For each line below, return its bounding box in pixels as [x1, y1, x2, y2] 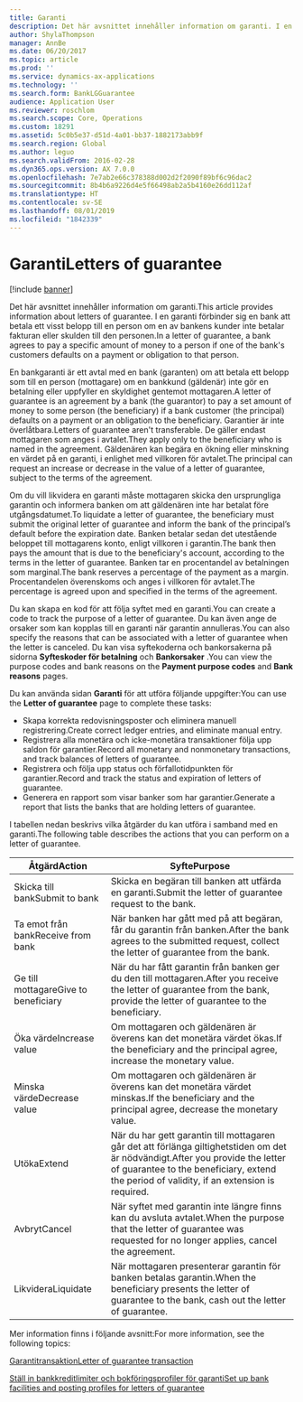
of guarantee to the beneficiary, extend [110, 1163, 277, 1175]
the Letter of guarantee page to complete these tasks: [9, 697, 212, 708]
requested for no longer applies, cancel [110, 1234, 278, 1247]
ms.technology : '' [9, 80, 78, 89]
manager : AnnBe [9, 38, 67, 48]
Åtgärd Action [28, 859, 87, 872]
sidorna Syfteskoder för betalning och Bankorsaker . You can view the [9, 651, 273, 662]
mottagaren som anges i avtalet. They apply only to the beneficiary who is [9, 434, 282, 444]
